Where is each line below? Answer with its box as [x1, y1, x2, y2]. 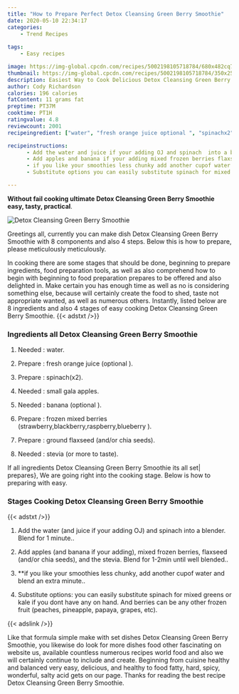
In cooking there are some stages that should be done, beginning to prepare [7, 258, 231, 267]
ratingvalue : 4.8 [7, 116, 59, 123]
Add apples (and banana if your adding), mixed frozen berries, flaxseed [17, 548, 228, 556]
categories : [7, 24, 43, 31]
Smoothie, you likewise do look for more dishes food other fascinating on [7, 641, 222, 649]
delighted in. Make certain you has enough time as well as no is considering [7, 281, 230, 289]
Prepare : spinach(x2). [17, 373, 83, 382]
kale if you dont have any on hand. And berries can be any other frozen [17, 598, 227, 606]
